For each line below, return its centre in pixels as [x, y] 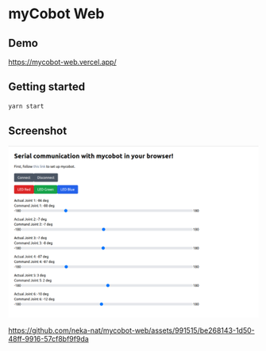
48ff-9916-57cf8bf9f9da [48, 339]
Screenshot [38, 131]
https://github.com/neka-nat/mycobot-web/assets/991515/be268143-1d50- [132, 330]
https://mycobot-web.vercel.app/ [62, 62]
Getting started [47, 87]
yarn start [26, 106]
